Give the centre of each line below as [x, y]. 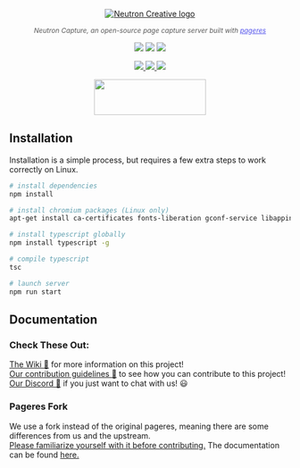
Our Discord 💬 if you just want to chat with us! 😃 [99, 383]
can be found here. [44, 455]
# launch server [39, 283]
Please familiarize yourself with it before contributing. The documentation [144, 445]
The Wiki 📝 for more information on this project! [97, 364]
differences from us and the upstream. [80, 435]
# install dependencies [54, 186]
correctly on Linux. [44, 169]
